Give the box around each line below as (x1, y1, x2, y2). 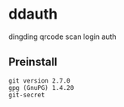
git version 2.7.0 (8, 76, 71, 85)
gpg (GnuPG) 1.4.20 (8, 83, 75, 92)
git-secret (8, 91, 45, 99)
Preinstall (8, 55, 58, 69)
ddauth (8, 5, 58, 24)
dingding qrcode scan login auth (8, 32, 117, 41)
